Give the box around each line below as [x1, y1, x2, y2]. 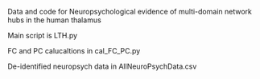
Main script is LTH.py [7, 31, 78, 40]
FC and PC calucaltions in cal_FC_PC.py [7, 46, 141, 55]
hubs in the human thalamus [7, 15, 101, 25]
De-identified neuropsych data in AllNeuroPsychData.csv [7, 61, 197, 71]
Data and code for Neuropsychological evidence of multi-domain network [7, 7, 253, 16]
